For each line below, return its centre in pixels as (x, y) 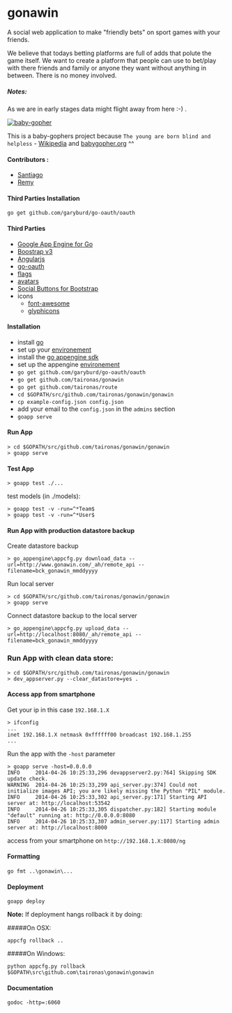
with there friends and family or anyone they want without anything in (107, 68)
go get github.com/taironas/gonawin (70, 380)
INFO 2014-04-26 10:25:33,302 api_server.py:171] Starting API (107, 797)
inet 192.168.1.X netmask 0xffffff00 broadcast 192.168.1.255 (99, 735)
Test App (21, 468)
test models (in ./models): (44, 496)
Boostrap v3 (35, 251)
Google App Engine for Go (55, 244)
